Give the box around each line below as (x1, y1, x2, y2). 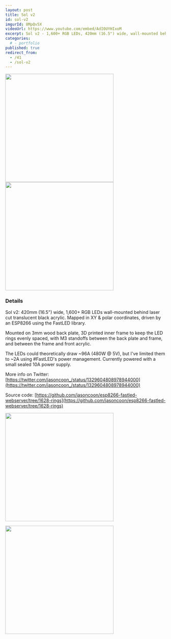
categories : (5, 36, 31, 41)
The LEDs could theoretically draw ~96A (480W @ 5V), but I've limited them (5, 350, 165, 357)
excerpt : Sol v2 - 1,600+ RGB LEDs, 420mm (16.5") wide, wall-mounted (5, 31, 158, 36)
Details (5, 298, 23, 305)
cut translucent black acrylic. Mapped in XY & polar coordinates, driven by (5, 314, 161, 321)
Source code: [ (5, 392, 37, 398)
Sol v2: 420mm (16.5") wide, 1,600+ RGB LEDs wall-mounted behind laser (5, 309, 160, 315)
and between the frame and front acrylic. (5, 340, 92, 347)
